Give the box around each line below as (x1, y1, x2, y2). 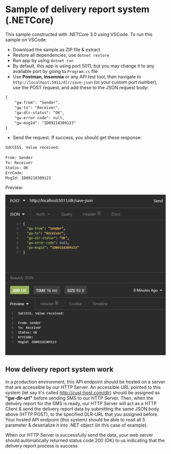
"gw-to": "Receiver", (14, 105, 60, 110)
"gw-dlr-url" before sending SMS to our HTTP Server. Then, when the (5, 395, 154, 401)
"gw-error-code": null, (14, 115, 65, 120)
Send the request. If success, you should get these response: (12, 134, 141, 141)
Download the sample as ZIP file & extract (12, 46, 101, 52)
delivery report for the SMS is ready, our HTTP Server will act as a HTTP (5, 400, 157, 406)
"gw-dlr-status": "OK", (14, 110, 65, 115)
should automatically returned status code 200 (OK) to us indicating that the (5, 437, 165, 443)
